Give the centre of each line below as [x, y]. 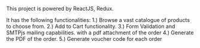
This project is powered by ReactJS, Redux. [60, 9]
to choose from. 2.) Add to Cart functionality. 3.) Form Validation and [91, 26]
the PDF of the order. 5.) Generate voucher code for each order [84, 39]
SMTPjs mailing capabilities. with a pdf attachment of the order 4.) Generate [100, 33]
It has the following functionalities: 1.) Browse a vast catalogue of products [98, 20]
